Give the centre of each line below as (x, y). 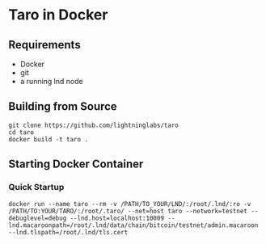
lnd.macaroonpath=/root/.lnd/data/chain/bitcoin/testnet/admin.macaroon (133, 225)
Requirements (44, 45)
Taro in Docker (58, 15)
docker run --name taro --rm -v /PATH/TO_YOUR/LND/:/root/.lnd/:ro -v (130, 204)
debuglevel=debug (38, 218)
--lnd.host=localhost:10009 (117, 218)
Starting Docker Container (76, 164)
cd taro (21, 132)
